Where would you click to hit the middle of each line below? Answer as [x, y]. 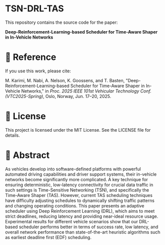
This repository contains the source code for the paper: [62, 22]
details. [13, 135]
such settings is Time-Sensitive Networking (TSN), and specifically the [77, 190]
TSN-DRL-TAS [35, 9]
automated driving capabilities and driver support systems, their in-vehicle [81, 174]
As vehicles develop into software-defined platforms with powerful [73, 169]
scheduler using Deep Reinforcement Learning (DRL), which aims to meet [80, 211]
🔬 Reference [31, 57]
